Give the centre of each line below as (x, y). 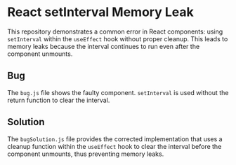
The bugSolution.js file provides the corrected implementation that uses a (115, 139)
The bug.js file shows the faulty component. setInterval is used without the (118, 92)
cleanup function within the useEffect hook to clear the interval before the (114, 146)
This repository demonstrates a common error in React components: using (115, 31)
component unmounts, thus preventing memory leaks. (86, 154)
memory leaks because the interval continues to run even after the (104, 46)
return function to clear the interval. (59, 100)
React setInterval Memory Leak (101, 12)
